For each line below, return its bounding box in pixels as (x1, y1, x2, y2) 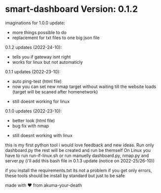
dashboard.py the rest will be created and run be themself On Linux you (5, 147, 151, 153)
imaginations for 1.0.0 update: (5, 20, 65, 26)
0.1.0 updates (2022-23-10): (5, 108, 62, 114)
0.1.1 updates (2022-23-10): (5, 68, 61, 75)
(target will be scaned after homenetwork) (12, 89, 98, 95)
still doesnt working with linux (12, 132, 73, 138)
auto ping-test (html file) (12, 78, 62, 84)
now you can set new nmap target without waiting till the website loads (12, 83, 157, 90)
